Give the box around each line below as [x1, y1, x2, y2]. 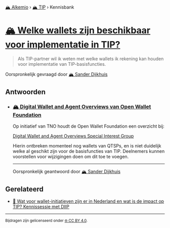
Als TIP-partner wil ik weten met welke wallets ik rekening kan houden [17, 55, 164, 62]
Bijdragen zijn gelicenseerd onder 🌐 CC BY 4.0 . [5, 218, 88, 223]
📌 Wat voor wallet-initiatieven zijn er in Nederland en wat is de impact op [12, 198, 164, 204]
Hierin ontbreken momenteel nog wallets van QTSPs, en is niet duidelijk [12, 142, 161, 148]
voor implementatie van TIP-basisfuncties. [17, 61, 106, 67]
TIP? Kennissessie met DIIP [12, 204, 70, 210]
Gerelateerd [5, 185, 44, 194]
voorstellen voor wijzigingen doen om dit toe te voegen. [12, 154, 129, 160]
